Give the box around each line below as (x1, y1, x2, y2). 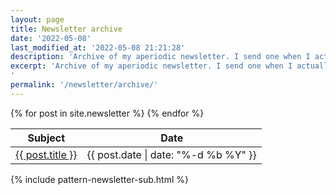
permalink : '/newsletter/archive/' (10, 80, 159, 90)
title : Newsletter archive (10, 24, 123, 34)
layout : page (10, 14, 65, 25)
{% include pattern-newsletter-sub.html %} (10, 173, 189, 185)
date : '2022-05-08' (10, 33, 92, 43)
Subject (27, 131, 66, 145)
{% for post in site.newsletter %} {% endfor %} (10, 107, 205, 119)
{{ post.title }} (15, 147, 78, 161)
